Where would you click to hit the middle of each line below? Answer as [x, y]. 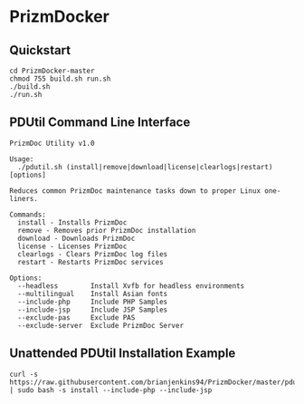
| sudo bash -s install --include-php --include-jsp [111, 390]
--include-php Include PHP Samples [93, 302]
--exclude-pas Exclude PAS [76, 317]
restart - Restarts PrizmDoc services [91, 262]
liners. [24, 198]
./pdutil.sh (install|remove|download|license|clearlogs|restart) [145, 167]
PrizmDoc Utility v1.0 [52, 143]
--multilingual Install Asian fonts [93, 293]
